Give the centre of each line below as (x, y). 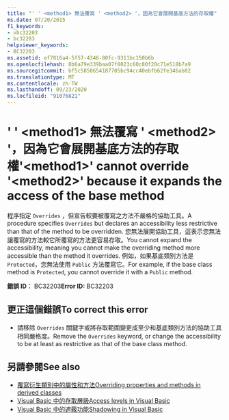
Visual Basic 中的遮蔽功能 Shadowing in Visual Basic (90, 409)
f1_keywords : (26, 26)
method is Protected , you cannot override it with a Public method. (100, 272)
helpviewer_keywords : (38, 45)
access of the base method (86, 196)
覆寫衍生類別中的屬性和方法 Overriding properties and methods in (109, 384)
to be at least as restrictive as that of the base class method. (102, 343)
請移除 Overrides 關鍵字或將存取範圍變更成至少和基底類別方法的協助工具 (119, 327)
